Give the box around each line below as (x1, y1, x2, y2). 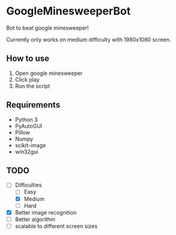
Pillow (14, 129, 30, 136)
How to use (6, 53, 49, 64)
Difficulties (14, 181, 42, 188)
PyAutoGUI (14, 122, 43, 129)
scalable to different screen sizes (14, 222, 98, 230)
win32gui (14, 148, 39, 155)
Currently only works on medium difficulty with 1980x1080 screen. (6, 36, 171, 43)
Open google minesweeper (14, 69, 83, 77)
